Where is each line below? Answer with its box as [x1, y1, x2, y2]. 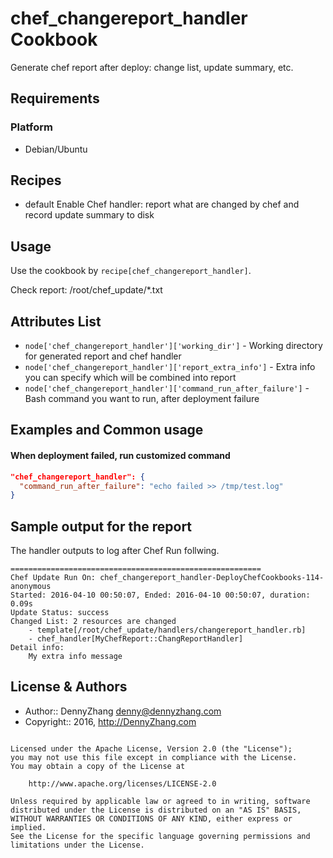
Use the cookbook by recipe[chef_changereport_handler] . [10, 265, 252, 277]
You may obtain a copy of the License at [10, 761, 186, 771]
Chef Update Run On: [10, 573, 97, 583]
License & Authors [10, 678, 128, 696]
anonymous [10, 582, 52, 592]
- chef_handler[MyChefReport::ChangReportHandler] [28, 634, 244, 644]
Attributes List [10, 313, 102, 330]
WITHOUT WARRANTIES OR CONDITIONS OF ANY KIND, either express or [10, 813, 293, 824]
